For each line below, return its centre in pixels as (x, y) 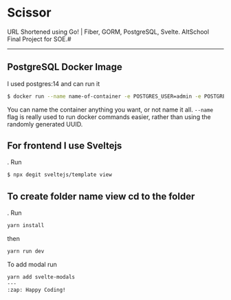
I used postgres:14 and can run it (54, 83)
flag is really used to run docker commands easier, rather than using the (109, 117)
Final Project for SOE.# (39, 39)
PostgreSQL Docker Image (65, 67)
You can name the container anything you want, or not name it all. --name (110, 109)
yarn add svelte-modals (41, 277)
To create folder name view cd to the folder (101, 196)
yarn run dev (26, 251)
